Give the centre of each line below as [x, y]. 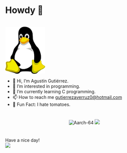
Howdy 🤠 [24, 10]
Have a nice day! [23, 140]
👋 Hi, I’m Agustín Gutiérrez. [40, 81]
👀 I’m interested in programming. [46, 86]
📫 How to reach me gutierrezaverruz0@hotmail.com [67, 97]
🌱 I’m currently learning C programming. [54, 91]
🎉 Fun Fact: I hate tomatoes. [41, 104]
